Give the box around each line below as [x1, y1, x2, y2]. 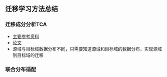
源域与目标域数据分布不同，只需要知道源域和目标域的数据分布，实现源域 [12, 45, 162, 51]
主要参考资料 [12, 33, 39, 39]
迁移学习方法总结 [5, 4, 58, 13]
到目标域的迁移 [12, 52, 44, 58]
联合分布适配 [5, 65, 37, 72]
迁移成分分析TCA [5, 21, 47, 28]
